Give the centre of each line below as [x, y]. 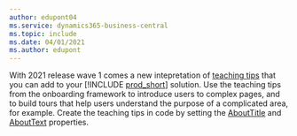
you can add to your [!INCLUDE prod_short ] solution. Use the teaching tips [145, 85]
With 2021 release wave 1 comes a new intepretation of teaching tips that [143, 75]
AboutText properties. [49, 122]
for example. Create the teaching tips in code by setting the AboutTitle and [145, 113]
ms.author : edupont [45, 50]
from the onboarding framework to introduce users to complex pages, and [145, 94]
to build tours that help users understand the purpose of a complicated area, [149, 103]
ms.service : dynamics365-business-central [89, 26]
